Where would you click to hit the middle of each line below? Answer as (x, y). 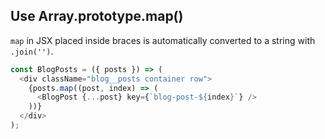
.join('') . (32, 51)
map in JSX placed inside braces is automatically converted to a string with (163, 40)
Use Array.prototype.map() (97, 16)
